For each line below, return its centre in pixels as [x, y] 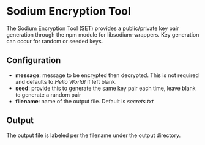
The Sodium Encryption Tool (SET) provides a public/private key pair [93, 28]
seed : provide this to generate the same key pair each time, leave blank [105, 88]
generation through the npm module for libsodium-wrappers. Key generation [103, 34]
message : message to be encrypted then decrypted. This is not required [107, 75]
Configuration [34, 60]
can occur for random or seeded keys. [55, 41]
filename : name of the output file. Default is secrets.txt [84, 101]
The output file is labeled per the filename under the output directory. [94, 135]
